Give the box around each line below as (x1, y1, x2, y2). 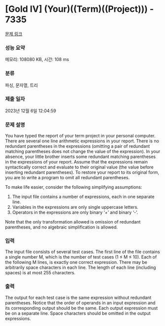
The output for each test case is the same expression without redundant (5, 294, 152, 300)
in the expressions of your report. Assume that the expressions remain (5, 159, 148, 165)
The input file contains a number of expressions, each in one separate (12, 194, 155, 200)
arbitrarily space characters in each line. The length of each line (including (5, 264, 156, 270)
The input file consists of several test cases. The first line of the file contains (5, 249, 160, 255)
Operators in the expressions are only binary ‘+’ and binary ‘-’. (12, 209, 138, 215)
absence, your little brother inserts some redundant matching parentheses (5, 154, 156, 160)
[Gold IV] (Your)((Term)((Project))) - (5, 3, 154, 15)
